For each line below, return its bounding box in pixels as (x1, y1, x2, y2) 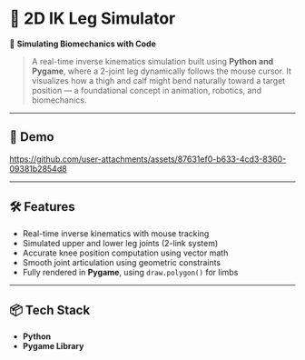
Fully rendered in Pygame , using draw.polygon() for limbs (22, 266, 239, 277)
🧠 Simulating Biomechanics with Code (9, 38, 157, 49)
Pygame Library (22, 341, 84, 352)
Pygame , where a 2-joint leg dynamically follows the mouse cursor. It (31, 65, 292, 76)
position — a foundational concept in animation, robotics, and (31, 85, 262, 95)
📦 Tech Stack (9, 302, 91, 317)
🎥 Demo (9, 129, 54, 145)
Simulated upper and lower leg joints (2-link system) (22, 237, 219, 248)
